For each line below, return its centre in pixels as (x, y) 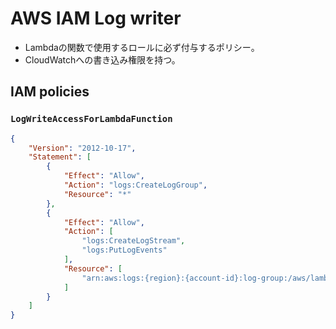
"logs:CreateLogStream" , (133, 241)
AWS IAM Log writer (96, 18)
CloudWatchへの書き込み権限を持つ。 (102, 59)
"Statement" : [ (60, 157)
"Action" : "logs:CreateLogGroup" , (135, 185)
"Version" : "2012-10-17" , (82, 148)
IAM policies (50, 92)
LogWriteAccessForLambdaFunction (91, 119)
